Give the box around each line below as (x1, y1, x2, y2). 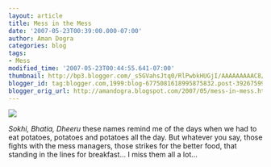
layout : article (8, 11, 63, 20)
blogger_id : (8, 79, 48, 87)
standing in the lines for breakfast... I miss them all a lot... (8, 150, 198, 160)
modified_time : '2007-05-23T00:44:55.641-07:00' (8, 65, 175, 73)
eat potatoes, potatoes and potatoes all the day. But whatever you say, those (8, 132, 263, 142)
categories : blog (8, 42, 67, 50)
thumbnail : (8, 72, 45, 80)
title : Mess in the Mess (8, 19, 92, 27)
